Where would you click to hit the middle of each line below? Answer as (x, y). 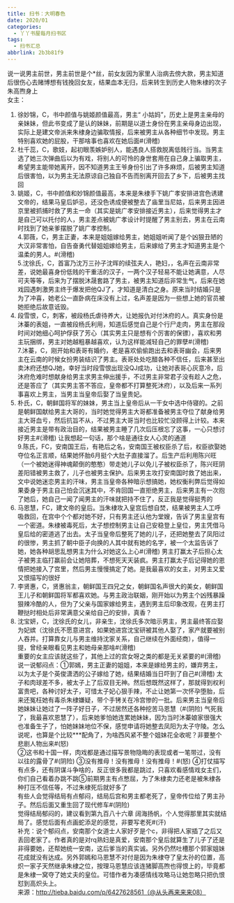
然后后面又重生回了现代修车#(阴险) (80, 804)
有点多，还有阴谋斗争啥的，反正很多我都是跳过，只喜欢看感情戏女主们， (121, 770)
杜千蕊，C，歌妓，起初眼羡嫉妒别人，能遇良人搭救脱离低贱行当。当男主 (120, 149)
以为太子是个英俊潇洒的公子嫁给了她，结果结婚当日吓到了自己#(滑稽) (116, 673)
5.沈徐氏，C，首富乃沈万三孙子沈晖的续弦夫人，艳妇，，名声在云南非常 (118, 263)
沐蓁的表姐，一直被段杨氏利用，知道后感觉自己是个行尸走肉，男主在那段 (121, 324)
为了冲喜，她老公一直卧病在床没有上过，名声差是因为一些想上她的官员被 (121, 298)
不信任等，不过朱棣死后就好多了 (81, 787)
